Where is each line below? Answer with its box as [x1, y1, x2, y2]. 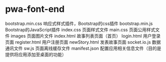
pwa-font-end [5, 3, 65, 15]
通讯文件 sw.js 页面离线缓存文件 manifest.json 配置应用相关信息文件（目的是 [5, 45, 162, 51]
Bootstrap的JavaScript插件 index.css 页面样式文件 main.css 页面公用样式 [5, 26, 156, 33]
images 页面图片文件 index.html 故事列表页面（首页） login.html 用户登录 [10, 33, 161, 39]
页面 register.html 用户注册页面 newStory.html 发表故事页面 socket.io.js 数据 [5, 39, 161, 45]
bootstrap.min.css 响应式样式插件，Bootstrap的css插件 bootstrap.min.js [5, 20, 153, 26]
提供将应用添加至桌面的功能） [5, 51, 66, 58]
